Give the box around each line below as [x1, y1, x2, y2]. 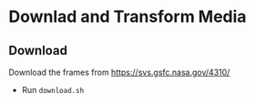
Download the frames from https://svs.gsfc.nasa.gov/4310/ [8, 67, 230, 77]
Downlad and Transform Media [8, 6, 247, 27]
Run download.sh [21, 85, 85, 95]
